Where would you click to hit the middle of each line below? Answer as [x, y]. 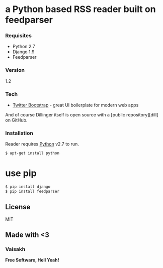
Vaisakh [15, 249]
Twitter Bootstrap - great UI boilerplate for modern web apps [75, 105]
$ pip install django [28, 187]
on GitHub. [16, 120]
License [18, 207]
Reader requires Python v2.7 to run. [42, 144]
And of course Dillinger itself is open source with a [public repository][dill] [82, 115]
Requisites [18, 36]
